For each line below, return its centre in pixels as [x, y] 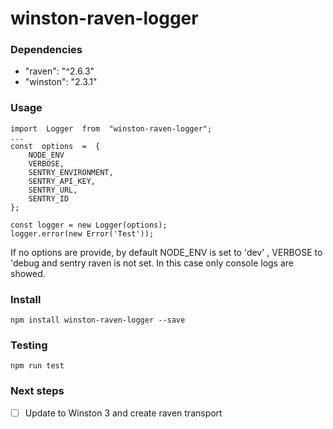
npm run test [37, 366]
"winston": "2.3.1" [61, 82]
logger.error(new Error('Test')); [82, 233]
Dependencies [46, 50]
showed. [28, 273]
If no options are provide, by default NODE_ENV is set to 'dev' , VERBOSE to [166, 252]
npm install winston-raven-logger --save [98, 320]
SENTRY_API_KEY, [62, 181]
